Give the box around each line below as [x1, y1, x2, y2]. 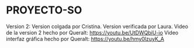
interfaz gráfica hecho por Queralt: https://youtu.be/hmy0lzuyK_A [6, 35, 165, 42]
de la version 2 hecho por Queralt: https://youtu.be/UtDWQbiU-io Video [6, 29, 179, 36]
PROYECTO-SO [6, 4, 82, 17]
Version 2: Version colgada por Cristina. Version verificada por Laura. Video [6, 23, 189, 30]
